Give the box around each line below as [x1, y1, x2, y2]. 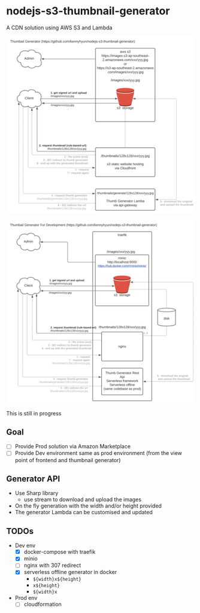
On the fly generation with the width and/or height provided [14, 502, 162, 509]
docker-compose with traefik [23, 548, 96, 556]
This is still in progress [6, 409, 62, 417]
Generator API [6, 474, 60, 484]
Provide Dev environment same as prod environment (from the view [14, 450, 183, 457]
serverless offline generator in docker [23, 569, 117, 576]
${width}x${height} [32, 576, 82, 582]
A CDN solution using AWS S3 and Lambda [6, 24, 113, 31]
